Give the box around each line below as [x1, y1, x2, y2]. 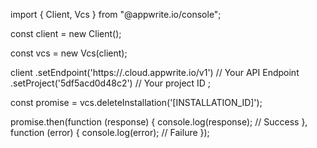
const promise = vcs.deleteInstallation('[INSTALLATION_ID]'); [10, 97, 263, 108]
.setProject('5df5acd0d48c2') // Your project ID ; [10, 77, 212, 89]
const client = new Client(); [10, 28, 122, 39]
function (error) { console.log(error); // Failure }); [10, 127, 210, 138]
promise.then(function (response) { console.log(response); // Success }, [10, 116, 308, 128]
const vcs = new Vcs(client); [10, 47, 128, 59]
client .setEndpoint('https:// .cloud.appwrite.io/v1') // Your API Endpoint [10, 67, 300, 78]
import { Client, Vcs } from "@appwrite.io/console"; [10, 9, 222, 20]
